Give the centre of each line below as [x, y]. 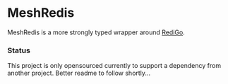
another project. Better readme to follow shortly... [79, 73]
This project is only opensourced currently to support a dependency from [114, 66]
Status [19, 50]
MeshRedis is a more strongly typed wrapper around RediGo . [96, 32]
